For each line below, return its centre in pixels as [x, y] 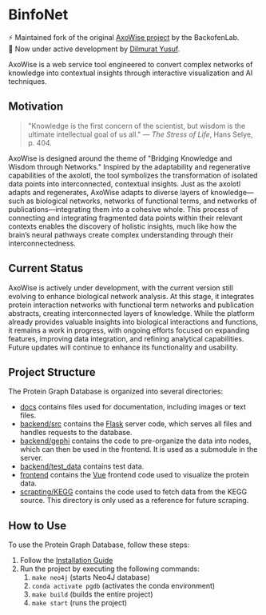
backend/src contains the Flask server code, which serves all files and [136, 424]
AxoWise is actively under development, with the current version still [121, 288]
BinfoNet [38, 15]
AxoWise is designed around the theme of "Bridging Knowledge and [120, 158]
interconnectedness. [42, 243]
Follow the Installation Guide [66, 561]
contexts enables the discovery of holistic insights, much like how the [123, 226]
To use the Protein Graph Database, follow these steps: [99, 545]
